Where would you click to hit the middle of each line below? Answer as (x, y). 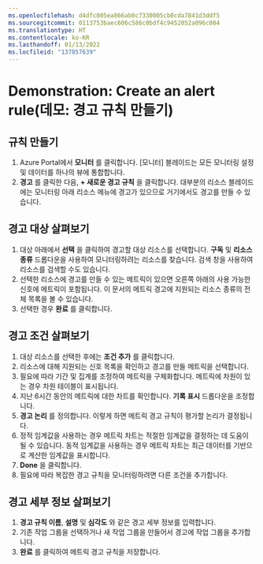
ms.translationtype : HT (47, 30)
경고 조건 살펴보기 (49, 336)
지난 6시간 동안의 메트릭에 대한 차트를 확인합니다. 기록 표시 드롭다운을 (126, 396)
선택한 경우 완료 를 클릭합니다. (66, 308)
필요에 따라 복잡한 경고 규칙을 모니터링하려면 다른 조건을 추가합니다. (124, 475)
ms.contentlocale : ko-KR (49, 37)
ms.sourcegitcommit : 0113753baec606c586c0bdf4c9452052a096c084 (114, 23)
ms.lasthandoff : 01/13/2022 (54, 45)
